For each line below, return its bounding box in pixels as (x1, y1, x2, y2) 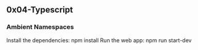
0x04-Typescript (6, 5, 74, 15)
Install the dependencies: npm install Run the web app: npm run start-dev (6, 36, 192, 44)
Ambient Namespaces (6, 23, 74, 31)
